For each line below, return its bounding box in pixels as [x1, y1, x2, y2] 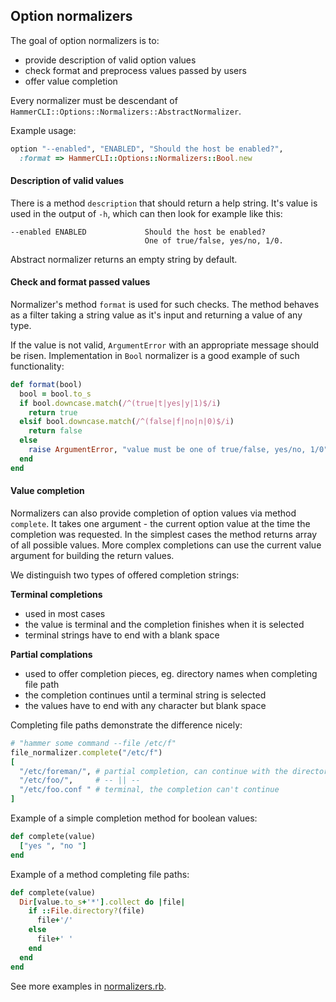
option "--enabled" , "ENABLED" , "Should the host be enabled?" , [10, 144, 284, 154]
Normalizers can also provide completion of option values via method [10, 507, 297, 519]
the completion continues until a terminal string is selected [24, 689, 267, 701]
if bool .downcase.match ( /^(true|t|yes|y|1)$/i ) [19, 398, 222, 408]
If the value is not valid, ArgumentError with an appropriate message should [10, 339, 320, 351]
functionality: [10, 360, 65, 372]
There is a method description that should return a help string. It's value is [10, 197, 318, 209]
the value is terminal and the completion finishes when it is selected [24, 618, 305, 630]
